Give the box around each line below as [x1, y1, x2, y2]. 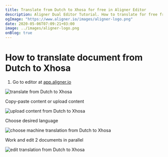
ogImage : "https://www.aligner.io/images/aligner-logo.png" [5, 16, 133, 21]
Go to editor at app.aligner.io [12, 79, 71, 85]
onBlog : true [5, 30, 32, 35]
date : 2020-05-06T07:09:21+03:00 [5, 21, 75, 26]
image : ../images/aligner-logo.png [5, 26, 79, 31]
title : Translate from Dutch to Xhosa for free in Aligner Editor [5, 7, 146, 12]
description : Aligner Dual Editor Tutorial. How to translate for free [5, 12, 157, 17]
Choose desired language [5, 118, 58, 124]
